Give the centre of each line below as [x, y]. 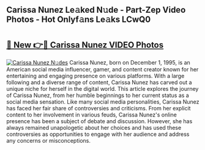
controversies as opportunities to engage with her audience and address [98, 134]
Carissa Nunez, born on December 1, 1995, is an [130, 62]
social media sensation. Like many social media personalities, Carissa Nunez [103, 102]
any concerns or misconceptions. [48, 141]
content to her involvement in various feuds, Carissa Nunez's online [92, 115]
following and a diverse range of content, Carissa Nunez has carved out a [99, 82]
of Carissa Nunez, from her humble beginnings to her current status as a [98, 95]
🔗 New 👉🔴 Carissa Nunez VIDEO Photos [85, 45]
